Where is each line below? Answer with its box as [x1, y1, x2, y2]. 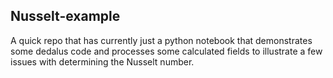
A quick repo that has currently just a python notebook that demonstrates [10, 34, 313, 46]
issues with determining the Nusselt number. [10, 55, 195, 68]
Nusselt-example [10, 8, 121, 25]
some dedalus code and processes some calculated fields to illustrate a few [10, 45, 323, 57]
